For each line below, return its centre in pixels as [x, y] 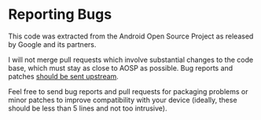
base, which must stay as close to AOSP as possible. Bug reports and [121, 67]
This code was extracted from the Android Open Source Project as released [131, 36]
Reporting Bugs [60, 15]
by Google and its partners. [52, 44]
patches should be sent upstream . [64, 76]
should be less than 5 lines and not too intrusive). [88, 108]
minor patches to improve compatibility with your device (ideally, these [123, 100]
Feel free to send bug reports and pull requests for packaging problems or [128, 91]
